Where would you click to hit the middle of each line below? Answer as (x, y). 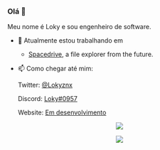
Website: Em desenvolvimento (62, 112)
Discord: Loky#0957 (48, 99)
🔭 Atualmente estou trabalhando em (70, 41)
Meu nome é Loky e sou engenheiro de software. (79, 27)
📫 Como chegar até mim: (55, 69)
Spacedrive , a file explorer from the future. (91, 54)
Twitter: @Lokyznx (45, 85)
